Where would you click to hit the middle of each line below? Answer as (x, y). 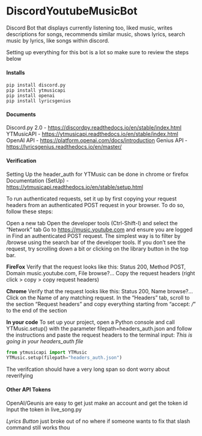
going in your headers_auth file (45, 341)
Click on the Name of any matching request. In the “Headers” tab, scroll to (98, 297)
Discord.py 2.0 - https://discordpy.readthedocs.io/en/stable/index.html (94, 128)
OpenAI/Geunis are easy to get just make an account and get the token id (97, 403)
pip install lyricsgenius (38, 101)
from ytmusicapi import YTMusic (47, 352)
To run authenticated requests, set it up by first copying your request (91, 198)
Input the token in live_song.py (44, 409)
